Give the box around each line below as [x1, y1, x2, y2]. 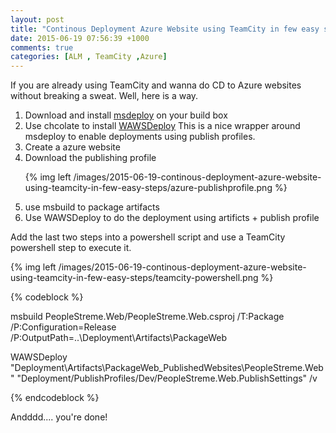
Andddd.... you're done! [10, 411, 108, 423]
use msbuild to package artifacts [24, 201, 160, 213]
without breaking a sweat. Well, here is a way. [10, 90, 199, 102]
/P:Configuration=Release [10, 321, 117, 333]
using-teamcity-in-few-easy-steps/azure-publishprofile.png [24, 182, 273, 194]
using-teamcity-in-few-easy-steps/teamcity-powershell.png [10, 272, 259, 284]
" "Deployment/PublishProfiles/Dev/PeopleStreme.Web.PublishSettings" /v [10, 372, 318, 385]
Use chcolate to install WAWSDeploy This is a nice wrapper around [24, 120, 301, 132]
